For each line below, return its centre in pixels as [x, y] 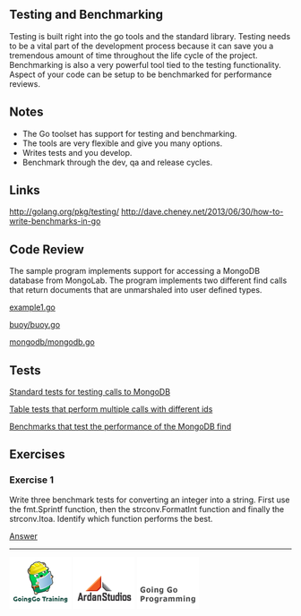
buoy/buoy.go [35, 325]
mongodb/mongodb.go [52, 342]
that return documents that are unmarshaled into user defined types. [136, 290]
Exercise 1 [32, 480]
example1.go [32, 307]
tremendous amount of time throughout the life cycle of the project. [133, 55]
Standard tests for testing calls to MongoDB [90, 392]
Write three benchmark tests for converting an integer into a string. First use [150, 500]
